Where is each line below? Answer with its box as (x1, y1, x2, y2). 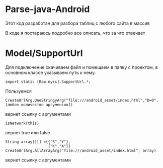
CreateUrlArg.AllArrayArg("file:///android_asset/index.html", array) (5, 148, 156, 153)
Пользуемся (5, 88, 32, 94)
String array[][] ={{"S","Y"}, (5, 139, 71, 144)
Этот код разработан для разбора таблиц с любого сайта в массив (5, 20, 150, 26)
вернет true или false (5, 129, 50, 135)
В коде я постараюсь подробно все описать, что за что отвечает (5, 30, 145, 36)
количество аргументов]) (21, 102, 73, 107)
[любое (5, 102, 19, 107)
